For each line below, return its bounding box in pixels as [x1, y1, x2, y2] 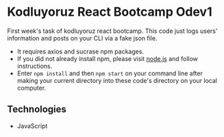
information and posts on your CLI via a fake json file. [7, 34, 158, 42]
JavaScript [16, 121, 48, 130]
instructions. [16, 62, 53, 70]
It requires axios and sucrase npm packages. [16, 47, 145, 55]
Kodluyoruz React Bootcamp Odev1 [7, 4, 212, 20]
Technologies [7, 103, 67, 115]
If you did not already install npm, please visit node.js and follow [16, 54, 199, 62]
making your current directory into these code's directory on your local [16, 76, 218, 84]
